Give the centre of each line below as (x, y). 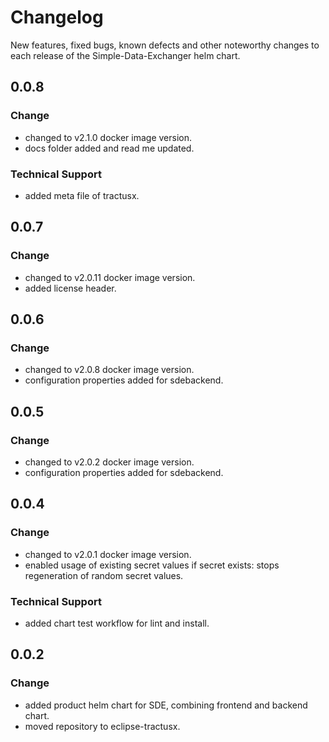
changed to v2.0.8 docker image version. (109, 370)
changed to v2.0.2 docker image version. (109, 462)
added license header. (70, 288)
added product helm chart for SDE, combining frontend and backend (166, 705)
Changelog (57, 17)
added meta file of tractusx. (82, 195)
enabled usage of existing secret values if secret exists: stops (152, 565)
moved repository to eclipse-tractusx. (102, 726)
